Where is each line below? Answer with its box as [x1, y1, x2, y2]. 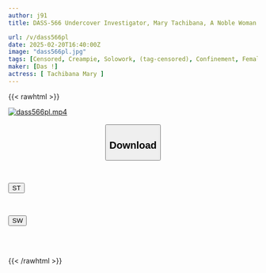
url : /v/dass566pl [8, 33, 69, 41]
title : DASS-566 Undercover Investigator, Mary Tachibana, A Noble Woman [8, 19, 257, 27]
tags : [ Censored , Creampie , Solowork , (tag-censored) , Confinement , [8, 55, 239, 63]
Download [109, 139, 157, 151]
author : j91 [8, 11, 47, 20]
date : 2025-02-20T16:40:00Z [8, 40, 101, 48]
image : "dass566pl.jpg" [8, 48, 87, 56]
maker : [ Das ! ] [8, 63, 59, 71]
